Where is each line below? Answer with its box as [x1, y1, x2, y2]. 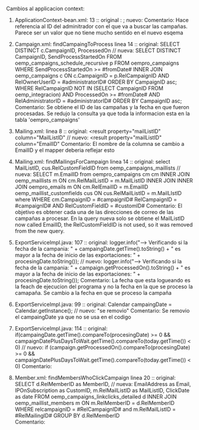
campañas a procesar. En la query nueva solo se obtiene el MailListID [14, 215, 185, 222]
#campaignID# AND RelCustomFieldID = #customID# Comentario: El [14, 202, 182, 209]
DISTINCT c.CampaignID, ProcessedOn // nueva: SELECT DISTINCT [14, 47, 181, 54]
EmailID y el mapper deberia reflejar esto [14, 146, 115, 154]
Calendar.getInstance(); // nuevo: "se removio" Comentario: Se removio [14, 307, 190, 314]
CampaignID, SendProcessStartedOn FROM [14, 53, 122, 60]
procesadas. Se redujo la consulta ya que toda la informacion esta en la [14, 110, 190, 117]
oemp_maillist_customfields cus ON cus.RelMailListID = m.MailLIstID [14, 190, 182, 196]
